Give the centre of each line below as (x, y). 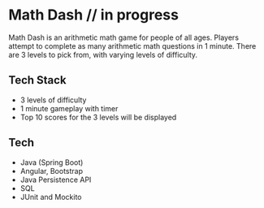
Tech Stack (37, 80)
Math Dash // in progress (93, 15)
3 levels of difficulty (53, 100)
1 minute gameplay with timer (69, 108)
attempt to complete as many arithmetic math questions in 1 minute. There (132, 45)
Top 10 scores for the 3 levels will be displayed (98, 117)
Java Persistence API (56, 180)
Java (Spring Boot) (52, 162)
